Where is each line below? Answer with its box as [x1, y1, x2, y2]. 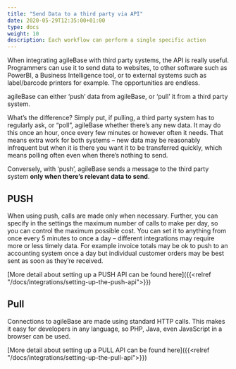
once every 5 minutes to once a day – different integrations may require [7, 234, 215, 242]
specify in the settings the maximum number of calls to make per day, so [7, 218, 218, 227]
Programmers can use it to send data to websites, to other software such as [7, 64, 228, 72]
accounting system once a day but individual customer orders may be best [7, 249, 224, 257]
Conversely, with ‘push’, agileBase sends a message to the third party [7, 165, 209, 173]
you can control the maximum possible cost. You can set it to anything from [7, 226, 227, 235]
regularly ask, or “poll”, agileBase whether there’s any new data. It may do [7, 121, 221, 129]
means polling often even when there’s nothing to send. [7, 151, 168, 160]
